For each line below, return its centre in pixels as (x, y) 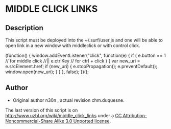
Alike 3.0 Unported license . (82, 121)
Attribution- (135, 115)
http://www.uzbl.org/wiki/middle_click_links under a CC (64, 115)
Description (24, 28)
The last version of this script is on (42, 110)
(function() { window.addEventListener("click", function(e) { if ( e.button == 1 (86, 55)
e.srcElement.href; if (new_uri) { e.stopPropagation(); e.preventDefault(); (81, 66)
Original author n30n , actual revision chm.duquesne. (69, 100)
